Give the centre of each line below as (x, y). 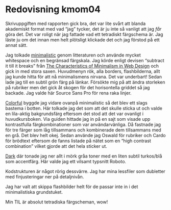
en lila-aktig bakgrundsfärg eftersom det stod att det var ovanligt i (75, 114)
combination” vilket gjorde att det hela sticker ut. (56, 146)
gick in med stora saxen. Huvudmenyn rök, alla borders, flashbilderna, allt (83, 71)
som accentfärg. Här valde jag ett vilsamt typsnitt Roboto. (66, 161)
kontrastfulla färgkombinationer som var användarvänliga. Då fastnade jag (83, 124)
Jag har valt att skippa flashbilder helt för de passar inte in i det (72, 187)
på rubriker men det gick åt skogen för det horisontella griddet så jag (78, 87)
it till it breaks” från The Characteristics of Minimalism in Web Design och (82, 66)
